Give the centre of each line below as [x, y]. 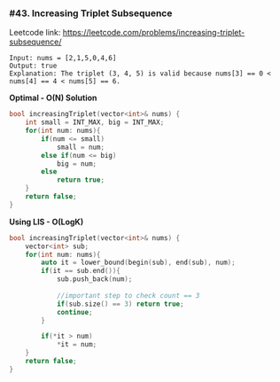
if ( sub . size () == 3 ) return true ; [120, 304]
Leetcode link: [35, 33]
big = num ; [77, 164]
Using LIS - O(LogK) [47, 222]
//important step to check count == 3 [128, 295]
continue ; [74, 312]
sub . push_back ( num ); [94, 279]
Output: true [33, 66]
